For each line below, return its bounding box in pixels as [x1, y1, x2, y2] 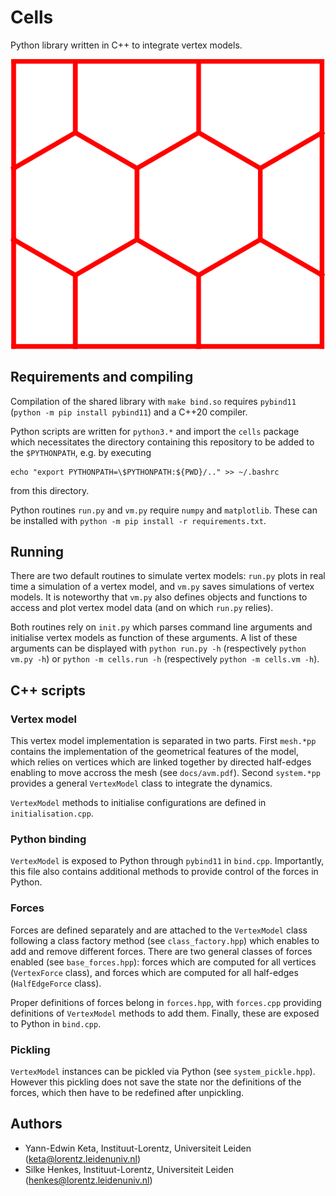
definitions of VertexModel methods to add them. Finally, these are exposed [10, 1007, 320, 1019]
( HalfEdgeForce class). [10, 977, 102, 989]
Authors [10, 1116, 63, 1133]
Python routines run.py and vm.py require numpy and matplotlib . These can [10, 504, 318, 516]
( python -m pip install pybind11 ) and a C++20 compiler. [10, 406, 248, 418]
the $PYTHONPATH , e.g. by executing [10, 446, 152, 458]
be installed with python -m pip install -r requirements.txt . [10, 514, 267, 526]
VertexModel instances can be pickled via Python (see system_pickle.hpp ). [10, 1065, 316, 1077]
